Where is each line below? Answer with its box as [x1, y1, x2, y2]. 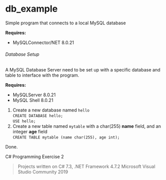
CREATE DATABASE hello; [12, 114, 63, 119]
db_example [5, 3, 58, 15]
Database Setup [5, 51, 40, 57]
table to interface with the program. [5, 72, 80, 79]
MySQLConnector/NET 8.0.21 [12, 39, 75, 46]
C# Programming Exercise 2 [5, 154, 64, 160]
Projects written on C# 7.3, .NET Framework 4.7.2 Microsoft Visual [17, 163, 156, 170]
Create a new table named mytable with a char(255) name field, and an [12, 123, 161, 129]
